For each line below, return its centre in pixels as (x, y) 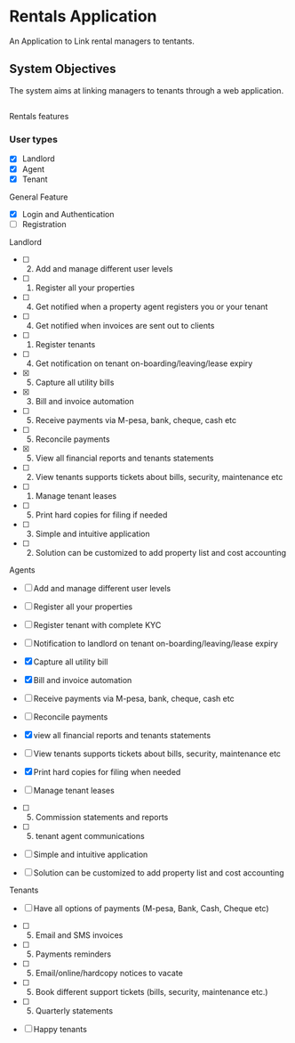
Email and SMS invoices (79, 935)
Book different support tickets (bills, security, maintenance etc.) (151, 991)
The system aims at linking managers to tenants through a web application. (147, 90)
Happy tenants (60, 1029)
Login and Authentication (68, 214)
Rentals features (39, 117)
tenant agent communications (90, 835)
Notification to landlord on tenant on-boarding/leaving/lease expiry (155, 643)
